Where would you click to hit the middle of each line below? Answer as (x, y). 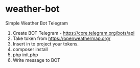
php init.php (25, 55)
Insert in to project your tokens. (46, 43)
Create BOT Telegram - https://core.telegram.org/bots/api (74, 33)
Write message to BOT (36, 60)
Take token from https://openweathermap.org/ (62, 38)
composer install (30, 49)
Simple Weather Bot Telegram (37, 23)
